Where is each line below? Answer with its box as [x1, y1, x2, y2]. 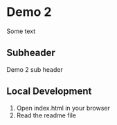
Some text [6, 27, 36, 35]
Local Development [6, 86, 92, 97]
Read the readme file [16, 111, 77, 119]
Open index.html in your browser [16, 104, 110, 112]
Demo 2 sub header [6, 65, 63, 73]
